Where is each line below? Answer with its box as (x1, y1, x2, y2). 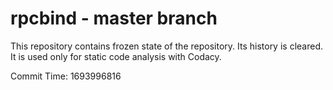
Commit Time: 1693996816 (10, 70, 122, 82)
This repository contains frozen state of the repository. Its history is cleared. (10, 40, 323, 52)
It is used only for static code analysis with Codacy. (10, 50, 222, 62)
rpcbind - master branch (10, 7, 218, 30)
